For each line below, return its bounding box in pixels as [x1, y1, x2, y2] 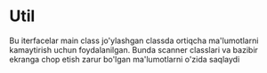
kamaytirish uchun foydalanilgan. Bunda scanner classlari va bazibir [9, 44, 258, 55]
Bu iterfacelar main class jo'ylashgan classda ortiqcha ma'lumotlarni [9, 35, 259, 46]
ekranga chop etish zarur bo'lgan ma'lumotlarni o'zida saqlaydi [9, 54, 240, 64]
